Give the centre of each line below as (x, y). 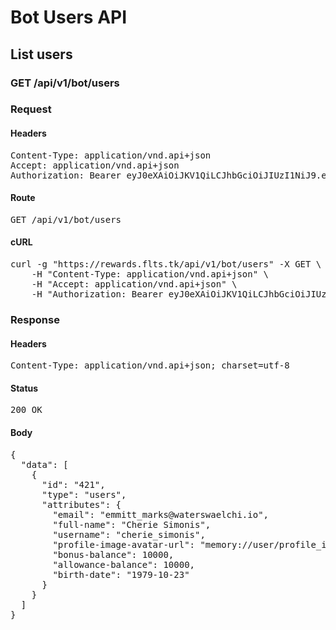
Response (35, 319)
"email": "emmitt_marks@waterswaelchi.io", (161, 514)
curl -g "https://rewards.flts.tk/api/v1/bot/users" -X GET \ (166, 264)
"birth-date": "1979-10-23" (121, 574)
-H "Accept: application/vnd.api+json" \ (134, 284)
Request (31, 109)
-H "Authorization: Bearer (97, 294)
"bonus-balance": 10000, (113, 554)
